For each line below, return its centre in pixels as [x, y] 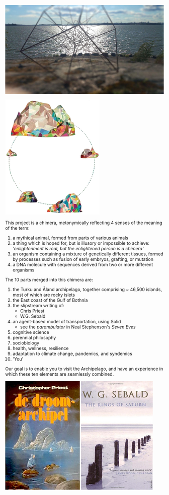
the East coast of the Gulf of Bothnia [50, 300]
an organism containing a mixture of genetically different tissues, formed [88, 254]
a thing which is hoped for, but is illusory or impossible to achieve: [81, 243]
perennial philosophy [34, 338]
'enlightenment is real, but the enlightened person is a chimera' [78, 249]
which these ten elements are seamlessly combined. [60, 374]
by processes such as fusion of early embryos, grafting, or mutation [83, 259]
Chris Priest [32, 311]
